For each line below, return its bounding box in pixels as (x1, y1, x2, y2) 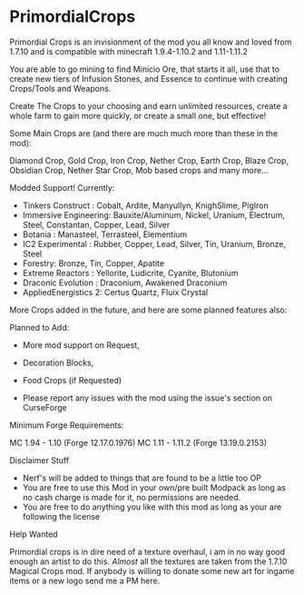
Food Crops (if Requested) (22, 374, 123, 385)
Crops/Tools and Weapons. (9, 83, 112, 94)
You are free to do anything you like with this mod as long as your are (22, 501, 282, 512)
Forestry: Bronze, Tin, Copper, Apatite (22, 257, 165, 269)
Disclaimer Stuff (9, 454, 70, 465)
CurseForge (22, 402, 68, 412)
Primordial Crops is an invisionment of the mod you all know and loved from (9, 36, 292, 47)
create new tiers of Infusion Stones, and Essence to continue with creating (9, 73, 289, 84)
